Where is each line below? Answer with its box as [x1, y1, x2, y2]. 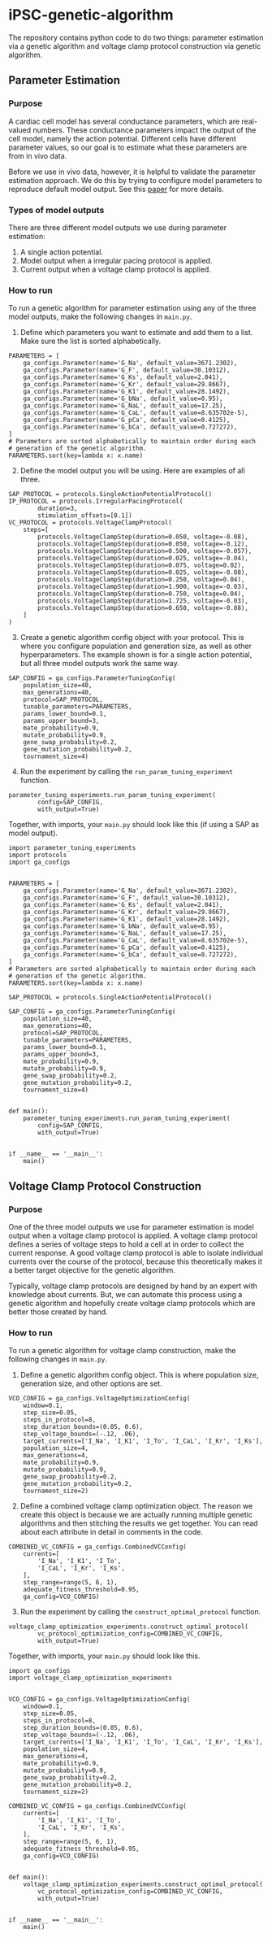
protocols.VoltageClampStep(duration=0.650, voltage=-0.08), [37, 604, 249, 612]
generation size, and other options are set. [19, 1378, 162, 1388]
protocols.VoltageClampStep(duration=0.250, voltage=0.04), [37, 576, 245, 584]
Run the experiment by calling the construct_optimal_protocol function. [19, 1607, 261, 1617]
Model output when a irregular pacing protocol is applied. [19, 255, 213, 265]
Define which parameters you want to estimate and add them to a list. [19, 328, 253, 338]
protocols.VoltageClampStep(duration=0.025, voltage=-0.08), [37, 568, 249, 577]
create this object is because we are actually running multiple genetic [19, 1510, 253, 1520]
